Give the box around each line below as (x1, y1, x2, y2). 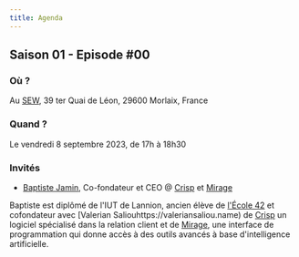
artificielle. (9, 238, 49, 249)
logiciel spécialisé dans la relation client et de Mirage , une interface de (9, 219, 274, 230)
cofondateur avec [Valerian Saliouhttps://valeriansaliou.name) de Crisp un (9, 209, 287, 220)
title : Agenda (9, 13, 64, 23)
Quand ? (9, 118, 47, 130)
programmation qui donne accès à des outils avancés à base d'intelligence (9, 229, 291, 240)
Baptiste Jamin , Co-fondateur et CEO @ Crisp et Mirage (22, 181, 233, 192)
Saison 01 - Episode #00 (9, 47, 150, 63)
